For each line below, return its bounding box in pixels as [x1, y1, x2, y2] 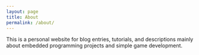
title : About [6, 14, 39, 20]
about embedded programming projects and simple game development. [6, 42, 183, 49]
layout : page [6, 8, 39, 15]
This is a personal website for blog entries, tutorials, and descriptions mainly [6, 36, 194, 43]
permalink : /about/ [6, 20, 55, 25]
